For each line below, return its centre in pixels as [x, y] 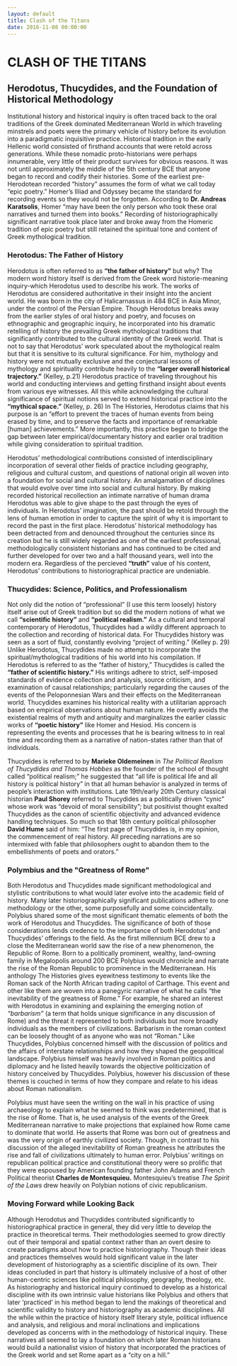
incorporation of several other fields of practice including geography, [108, 465]
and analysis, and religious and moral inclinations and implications [104, 1325]
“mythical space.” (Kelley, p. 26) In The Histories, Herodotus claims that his [118, 406]
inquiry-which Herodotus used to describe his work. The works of [103, 286]
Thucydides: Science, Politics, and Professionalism [97, 589]
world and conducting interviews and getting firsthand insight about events [117, 384]
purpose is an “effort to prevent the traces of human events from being [111, 414]
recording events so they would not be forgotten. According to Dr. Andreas [117, 199]
